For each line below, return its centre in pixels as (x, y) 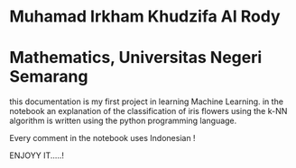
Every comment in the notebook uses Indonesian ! (102, 138)
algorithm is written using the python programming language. (123, 121)
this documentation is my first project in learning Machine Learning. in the (147, 102)
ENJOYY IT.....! (37, 155)
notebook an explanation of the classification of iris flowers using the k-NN (148, 111)
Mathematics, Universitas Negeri (136, 58)
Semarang (49, 77)
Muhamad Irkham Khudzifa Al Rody (145, 17)
